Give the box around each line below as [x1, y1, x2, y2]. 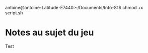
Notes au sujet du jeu [5, 27, 94, 38]
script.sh [5, 10, 23, 16]
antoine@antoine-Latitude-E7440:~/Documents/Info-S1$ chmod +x [5, 5, 143, 10]
